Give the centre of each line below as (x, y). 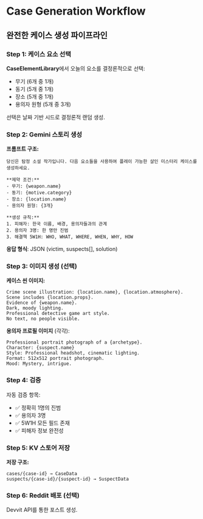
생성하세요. (18, 168)
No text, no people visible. (43, 319)
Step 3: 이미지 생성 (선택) (42, 266)
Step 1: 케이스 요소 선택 (39, 54)
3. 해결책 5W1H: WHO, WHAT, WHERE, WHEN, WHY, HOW (70, 237)
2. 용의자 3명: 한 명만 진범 (37, 231)
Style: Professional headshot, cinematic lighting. (73, 353)
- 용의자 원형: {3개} (30, 206)
